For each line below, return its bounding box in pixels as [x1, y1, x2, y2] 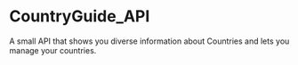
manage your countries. [9, 45, 97, 55]
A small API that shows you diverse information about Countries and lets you [9, 36, 290, 46]
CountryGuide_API [9, 6, 150, 27]
